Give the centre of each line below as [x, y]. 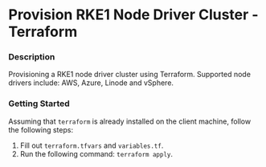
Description [32, 57]
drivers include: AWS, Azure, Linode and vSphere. [91, 83]
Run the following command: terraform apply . [96, 153]
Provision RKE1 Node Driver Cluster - [133, 15]
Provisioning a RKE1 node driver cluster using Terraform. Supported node [130, 75]
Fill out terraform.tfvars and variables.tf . [92, 145]
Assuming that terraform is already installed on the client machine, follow [130, 121]
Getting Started [39, 104]
